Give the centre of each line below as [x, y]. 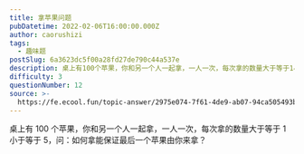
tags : [19, 43]
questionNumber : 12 [46, 85]
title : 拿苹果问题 [41, 18]
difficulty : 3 [36, 77]
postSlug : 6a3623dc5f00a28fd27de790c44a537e [95, 60]
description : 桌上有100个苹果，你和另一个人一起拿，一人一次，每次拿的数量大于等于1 [152, 69]
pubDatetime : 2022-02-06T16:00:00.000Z [85, 26]
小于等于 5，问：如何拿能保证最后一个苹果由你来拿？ [108, 140]
